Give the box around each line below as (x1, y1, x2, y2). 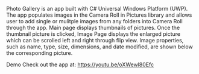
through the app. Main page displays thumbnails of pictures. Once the (6, 24, 180, 31)
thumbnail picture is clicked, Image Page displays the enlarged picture (6, 30, 181, 38)
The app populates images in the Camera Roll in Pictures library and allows (6, 11, 192, 18)
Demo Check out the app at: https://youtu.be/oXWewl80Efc (6, 61, 154, 68)
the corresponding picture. (6, 50, 73, 56)
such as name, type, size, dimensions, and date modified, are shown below (6, 43, 193, 50)
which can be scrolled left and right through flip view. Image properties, (6, 37, 184, 44)
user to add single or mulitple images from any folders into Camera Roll (6, 18, 183, 24)
